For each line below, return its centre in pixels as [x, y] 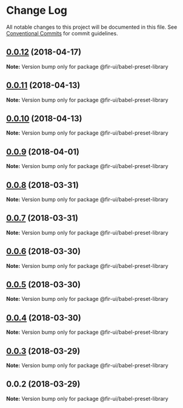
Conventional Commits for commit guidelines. [62, 33]
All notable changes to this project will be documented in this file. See [92, 27]
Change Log [37, 10]
